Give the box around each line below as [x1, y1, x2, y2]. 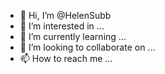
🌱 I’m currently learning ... [19, 31, 127, 42]
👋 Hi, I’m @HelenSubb [19, 10, 112, 21]
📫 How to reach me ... [19, 53, 113, 64]
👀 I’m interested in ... [19, 20, 105, 32]
